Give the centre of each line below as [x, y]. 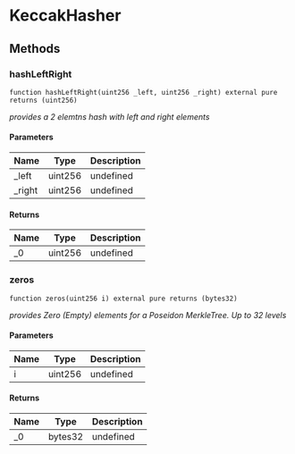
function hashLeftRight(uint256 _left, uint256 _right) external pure [143, 92]
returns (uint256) [43, 100]
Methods [35, 49]
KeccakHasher [65, 16]
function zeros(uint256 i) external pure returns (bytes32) [124, 298]
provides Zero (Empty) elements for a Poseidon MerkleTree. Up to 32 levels [148, 315]
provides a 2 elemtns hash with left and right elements [110, 116]
